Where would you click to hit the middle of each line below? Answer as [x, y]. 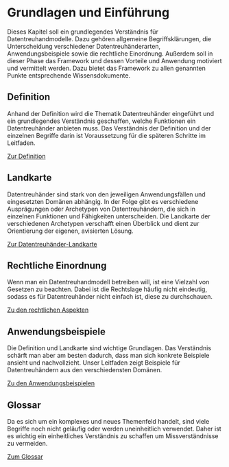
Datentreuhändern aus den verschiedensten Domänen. [85, 370]
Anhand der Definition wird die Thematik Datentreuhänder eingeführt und [111, 113]
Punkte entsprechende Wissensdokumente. [69, 75]
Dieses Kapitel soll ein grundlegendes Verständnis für [83, 32]
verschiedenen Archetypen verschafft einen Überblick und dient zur [103, 223]
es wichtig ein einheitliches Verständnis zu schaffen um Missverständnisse [113, 436]
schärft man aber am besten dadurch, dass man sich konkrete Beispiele [108, 356]
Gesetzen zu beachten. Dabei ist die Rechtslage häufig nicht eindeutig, [107, 289]
